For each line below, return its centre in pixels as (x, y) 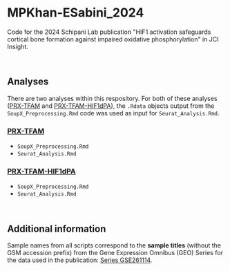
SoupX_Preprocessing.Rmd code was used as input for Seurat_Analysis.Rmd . (113, 113)
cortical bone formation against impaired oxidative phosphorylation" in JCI (113, 39)
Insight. (18, 46)
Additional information (57, 228)
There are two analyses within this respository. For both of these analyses (112, 98)
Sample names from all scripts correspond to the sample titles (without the (114, 245)
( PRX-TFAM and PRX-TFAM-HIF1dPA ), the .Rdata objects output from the (111, 106)
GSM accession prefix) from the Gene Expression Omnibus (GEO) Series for (115, 253)
